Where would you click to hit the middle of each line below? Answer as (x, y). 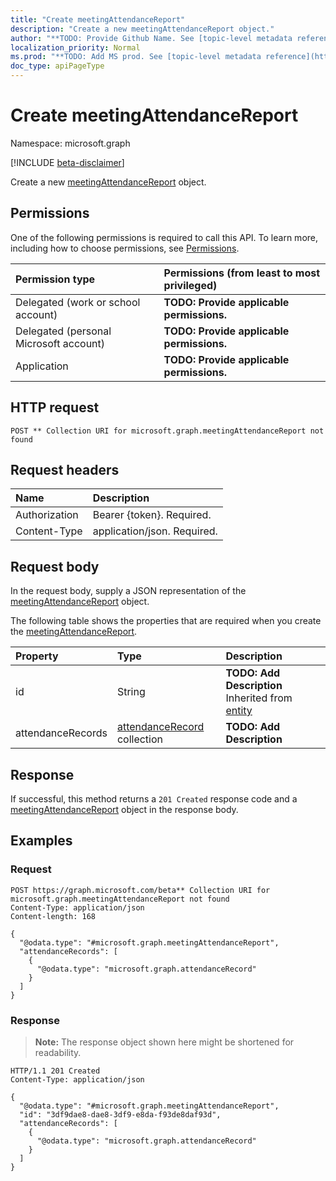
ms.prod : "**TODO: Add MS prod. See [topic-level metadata (136, 57)
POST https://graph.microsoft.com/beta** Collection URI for (140, 890)
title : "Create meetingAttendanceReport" (98, 19)
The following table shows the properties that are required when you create (166, 621)
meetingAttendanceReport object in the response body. (124, 809)
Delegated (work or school (78, 302)
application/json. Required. (155, 531)
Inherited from (259, 698)
